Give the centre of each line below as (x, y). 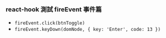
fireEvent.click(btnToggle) (49, 23)
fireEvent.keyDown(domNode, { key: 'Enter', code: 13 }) (88, 30)
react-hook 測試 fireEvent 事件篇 (54, 9)
